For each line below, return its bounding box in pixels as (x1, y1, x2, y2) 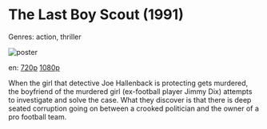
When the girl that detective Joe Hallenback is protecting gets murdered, (8, 78, 249, 88)
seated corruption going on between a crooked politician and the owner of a (8, 104, 260, 113)
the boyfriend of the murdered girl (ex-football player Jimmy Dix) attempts (8, 86, 253, 96)
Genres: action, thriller (8, 32, 82, 41)
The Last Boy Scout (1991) (8, 6, 184, 24)
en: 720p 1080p (8, 62, 60, 72)
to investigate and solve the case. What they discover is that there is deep (8, 95, 252, 104)
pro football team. (8, 111, 67, 121)
